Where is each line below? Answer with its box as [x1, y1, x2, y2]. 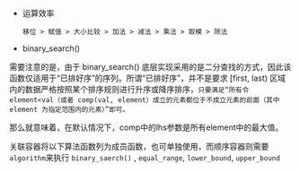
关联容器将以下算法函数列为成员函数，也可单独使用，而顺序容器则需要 [9, 142, 269, 151]
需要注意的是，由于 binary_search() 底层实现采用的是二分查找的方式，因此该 [9, 62, 292, 72]
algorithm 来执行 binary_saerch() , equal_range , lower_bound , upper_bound [9, 152, 280, 163]
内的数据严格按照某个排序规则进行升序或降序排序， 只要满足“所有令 [9, 84, 250, 94]
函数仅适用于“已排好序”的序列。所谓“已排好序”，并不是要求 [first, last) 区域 [9, 73, 286, 83]
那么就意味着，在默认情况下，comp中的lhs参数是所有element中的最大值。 [9, 122, 284, 133]
